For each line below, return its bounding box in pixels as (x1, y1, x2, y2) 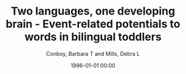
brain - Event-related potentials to (5, 17, 181, 31)
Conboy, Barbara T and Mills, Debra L (46, 50, 140, 57)
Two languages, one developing (11, 4, 175, 18)
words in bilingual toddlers (24, 30, 162, 44)
